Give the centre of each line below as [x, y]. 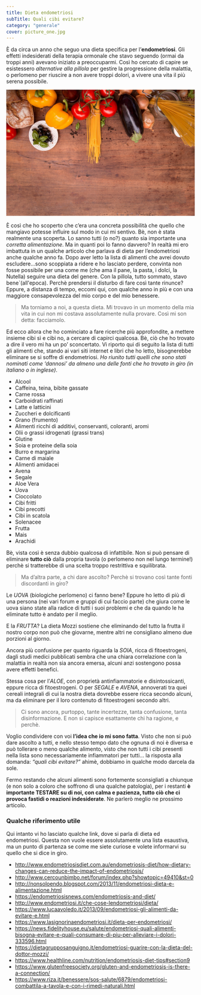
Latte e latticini [33, 407]
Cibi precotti [30, 509]
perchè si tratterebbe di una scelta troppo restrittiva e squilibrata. [86, 565]
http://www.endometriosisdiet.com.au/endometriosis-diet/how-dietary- [103, 865]
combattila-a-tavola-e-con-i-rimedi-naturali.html [75, 986]
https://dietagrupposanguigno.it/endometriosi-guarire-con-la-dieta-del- [104, 948]
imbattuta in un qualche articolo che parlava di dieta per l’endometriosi [93, 251]
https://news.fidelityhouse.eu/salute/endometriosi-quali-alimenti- [95, 928]
